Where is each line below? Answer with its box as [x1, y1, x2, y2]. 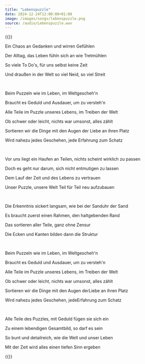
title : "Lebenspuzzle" [5, 7, 51, 12]
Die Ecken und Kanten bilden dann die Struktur [5, 232, 98, 237]
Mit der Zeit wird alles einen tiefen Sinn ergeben [5, 344, 101, 350]
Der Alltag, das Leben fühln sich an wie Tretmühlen [5, 53, 107, 59]
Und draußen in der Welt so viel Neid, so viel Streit [5, 71, 105, 78]
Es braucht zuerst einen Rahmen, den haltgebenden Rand [5, 213, 120, 218]
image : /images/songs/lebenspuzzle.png [5, 16, 86, 21]
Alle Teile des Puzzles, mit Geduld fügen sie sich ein [5, 316, 109, 322]
